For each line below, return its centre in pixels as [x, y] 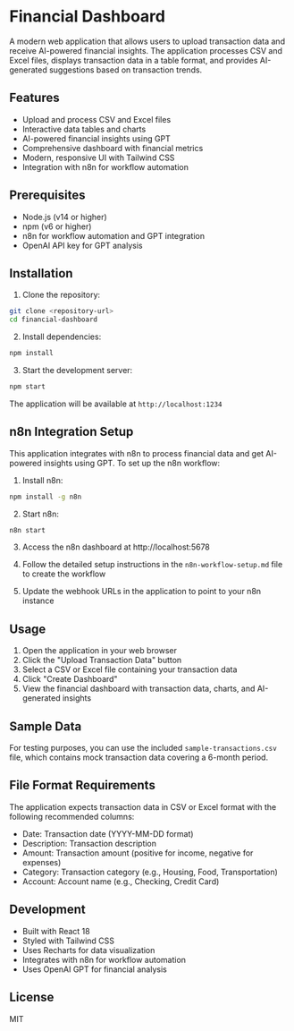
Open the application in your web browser [99, 651]
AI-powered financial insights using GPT [97, 138]
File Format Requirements [83, 785]
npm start [28, 387]
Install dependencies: [62, 337]
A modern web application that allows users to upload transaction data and [147, 41]
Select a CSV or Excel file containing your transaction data [130, 669]
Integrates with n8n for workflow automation [104, 959]
